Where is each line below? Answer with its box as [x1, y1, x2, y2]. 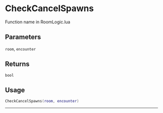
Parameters [5, 33, 41, 41]
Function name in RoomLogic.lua [5, 19, 70, 25]
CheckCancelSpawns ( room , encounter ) [5, 99, 79, 104]
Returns [5, 60, 30, 68]
